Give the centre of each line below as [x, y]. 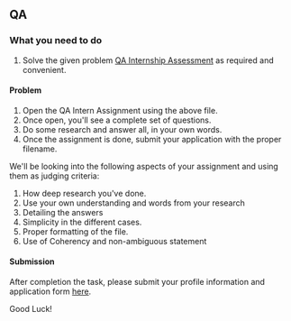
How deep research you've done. [84, 193]
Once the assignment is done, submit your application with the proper [152, 139]
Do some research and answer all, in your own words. [122, 129]
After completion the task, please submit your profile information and [137, 282]
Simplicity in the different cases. [82, 222]
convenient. [44, 69]
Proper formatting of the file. [75, 231]
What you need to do [56, 41]
